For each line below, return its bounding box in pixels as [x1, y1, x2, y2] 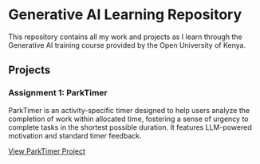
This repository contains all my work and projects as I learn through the [8, 32, 242, 41]
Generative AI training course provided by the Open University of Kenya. [8, 40, 246, 49]
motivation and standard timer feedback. [8, 131, 142, 140]
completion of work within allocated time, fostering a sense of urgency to [8, 114, 249, 123]
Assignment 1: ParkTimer [8, 88, 108, 99]
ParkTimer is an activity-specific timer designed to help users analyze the [8, 105, 250, 115]
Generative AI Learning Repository [8, 6, 242, 24]
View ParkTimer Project [8, 146, 86, 156]
